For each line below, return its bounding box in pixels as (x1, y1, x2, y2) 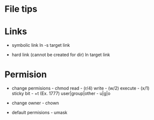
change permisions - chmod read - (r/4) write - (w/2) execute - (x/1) (11, 85, 150, 91)
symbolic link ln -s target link (11, 42, 70, 48)
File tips (4, 3, 38, 15)
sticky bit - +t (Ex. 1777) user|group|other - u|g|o (11, 90, 111, 96)
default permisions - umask (11, 110, 68, 116)
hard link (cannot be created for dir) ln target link (11, 52, 110, 58)
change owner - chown (11, 100, 59, 106)
